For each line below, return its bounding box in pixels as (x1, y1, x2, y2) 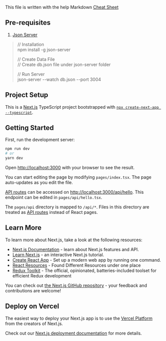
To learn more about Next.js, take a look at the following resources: (5, 237, 143, 243)
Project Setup (5, 91, 49, 99)
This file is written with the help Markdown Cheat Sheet (5, 4, 119, 10)
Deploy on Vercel (5, 302, 60, 311)
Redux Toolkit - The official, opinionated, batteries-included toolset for (12, 268, 157, 273)
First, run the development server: (5, 136, 75, 143)
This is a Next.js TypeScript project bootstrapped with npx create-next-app (5, 104, 159, 110)
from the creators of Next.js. (5, 320, 63, 327)
